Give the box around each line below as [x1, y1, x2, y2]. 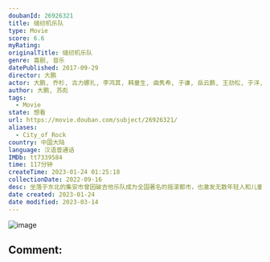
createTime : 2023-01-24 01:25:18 [8, 168, 121, 176]
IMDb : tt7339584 [8, 153, 63, 161]
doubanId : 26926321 [8, 11, 74, 20]
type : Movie [8, 26, 48, 34]
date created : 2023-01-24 [8, 190, 95, 199]
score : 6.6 [8, 34, 45, 42]
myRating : [8, 42, 42, 50]
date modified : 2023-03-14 [8, 198, 99, 206]
